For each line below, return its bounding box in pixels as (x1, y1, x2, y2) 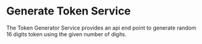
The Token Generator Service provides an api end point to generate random (6, 24, 197, 31)
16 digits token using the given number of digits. (6, 30, 127, 37)
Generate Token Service (6, 4, 131, 18)
